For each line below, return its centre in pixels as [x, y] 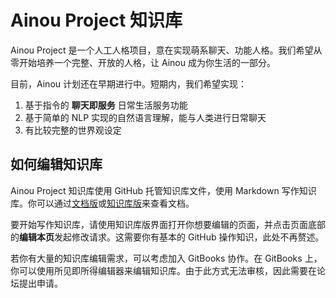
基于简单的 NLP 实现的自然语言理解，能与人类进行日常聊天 [145, 117]
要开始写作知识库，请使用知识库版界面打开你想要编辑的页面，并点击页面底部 [168, 224]
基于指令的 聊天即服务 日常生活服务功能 [106, 105]
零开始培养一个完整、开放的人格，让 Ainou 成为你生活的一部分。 [143, 62]
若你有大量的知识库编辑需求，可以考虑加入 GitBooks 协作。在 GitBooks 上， [166, 258]
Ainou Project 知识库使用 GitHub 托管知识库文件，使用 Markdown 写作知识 [163, 190]
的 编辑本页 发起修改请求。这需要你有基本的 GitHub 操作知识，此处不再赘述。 [167, 237]
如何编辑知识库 [56, 164]
